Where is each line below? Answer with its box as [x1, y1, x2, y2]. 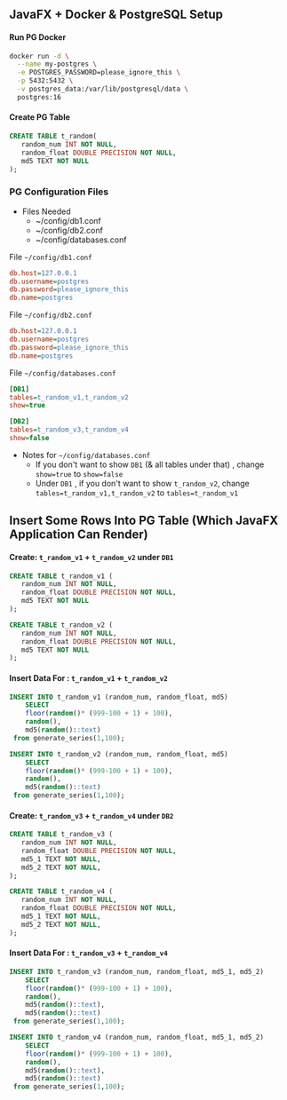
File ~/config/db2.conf [9, 310, 92, 321]
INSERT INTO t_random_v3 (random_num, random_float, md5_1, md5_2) [9, 967, 265, 976]
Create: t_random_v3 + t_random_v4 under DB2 [9, 810, 174, 820]
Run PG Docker [9, 31, 67, 43]
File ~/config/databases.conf [9, 368, 116, 378]
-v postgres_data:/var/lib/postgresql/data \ [17, 84, 189, 94]
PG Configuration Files [9, 186, 109, 198]
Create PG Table [9, 112, 71, 123]
